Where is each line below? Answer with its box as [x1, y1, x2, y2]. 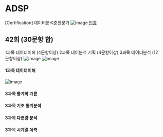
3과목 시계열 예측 [5, 127, 37, 133]
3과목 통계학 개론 [5, 91, 37, 96]
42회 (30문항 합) [5, 35, 54, 44]
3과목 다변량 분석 [5, 114, 37, 120]
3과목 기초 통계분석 [5, 103, 41, 109]
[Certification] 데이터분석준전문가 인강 [5, 20, 97, 25]
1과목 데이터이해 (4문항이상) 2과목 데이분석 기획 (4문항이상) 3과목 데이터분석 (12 [5, 49, 158, 55]
